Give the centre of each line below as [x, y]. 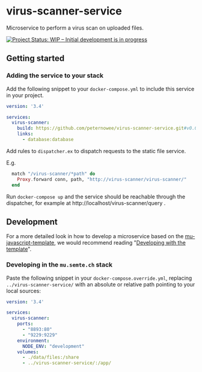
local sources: [23, 291]
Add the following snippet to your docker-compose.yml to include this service [100, 89]
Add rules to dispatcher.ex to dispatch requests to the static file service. [96, 151]
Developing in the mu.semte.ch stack [60, 265]
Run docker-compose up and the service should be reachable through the [96, 197]
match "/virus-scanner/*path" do [54, 174]
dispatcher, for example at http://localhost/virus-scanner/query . [86, 203]
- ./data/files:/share [50, 358]
